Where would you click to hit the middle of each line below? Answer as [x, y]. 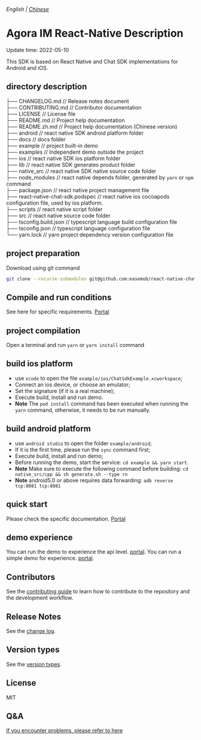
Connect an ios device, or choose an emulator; [72, 384]
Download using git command [43, 268]
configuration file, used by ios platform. [55, 203]
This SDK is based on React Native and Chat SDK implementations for [92, 61]
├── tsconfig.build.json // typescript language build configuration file [92, 222]
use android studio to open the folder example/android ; [83, 443]
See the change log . [31, 631]
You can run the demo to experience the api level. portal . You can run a [94, 552]
